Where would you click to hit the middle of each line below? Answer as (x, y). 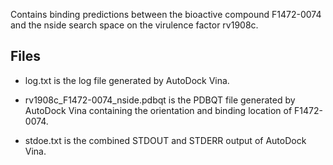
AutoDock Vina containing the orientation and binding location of (158, 110)
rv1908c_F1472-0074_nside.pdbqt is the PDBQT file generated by (160, 100)
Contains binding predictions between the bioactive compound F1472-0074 (166, 14)
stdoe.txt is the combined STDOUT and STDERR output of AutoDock (165, 140)
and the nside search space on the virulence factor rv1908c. (134, 25)
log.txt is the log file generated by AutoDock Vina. (127, 80)
